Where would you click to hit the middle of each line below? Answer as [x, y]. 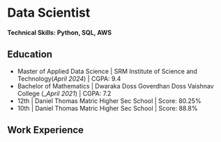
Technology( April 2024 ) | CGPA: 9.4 [69, 79]
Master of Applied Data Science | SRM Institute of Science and [107, 71]
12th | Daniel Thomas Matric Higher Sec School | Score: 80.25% [109, 101]
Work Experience [46, 130]
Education [30, 55]
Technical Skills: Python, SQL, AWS [60, 32]
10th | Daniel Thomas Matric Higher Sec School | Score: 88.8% [107, 108]
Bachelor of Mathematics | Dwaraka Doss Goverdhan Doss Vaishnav [115, 86]
